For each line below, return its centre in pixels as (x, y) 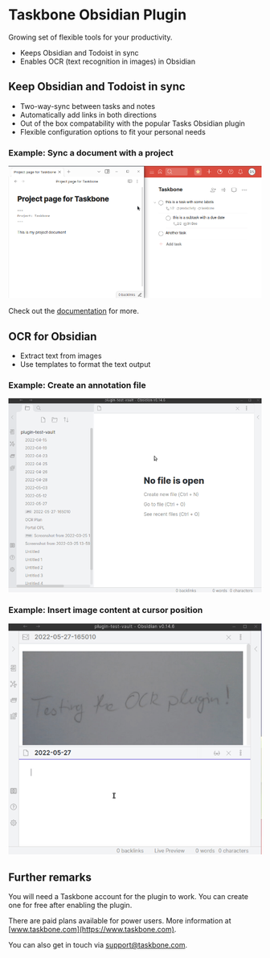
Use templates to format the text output (85, 364)
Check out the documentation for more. (74, 311)
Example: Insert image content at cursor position (106, 610)
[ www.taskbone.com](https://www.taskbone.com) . (92, 930)
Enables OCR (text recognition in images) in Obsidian (107, 61)
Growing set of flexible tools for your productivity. (90, 37)
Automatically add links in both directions (88, 115)
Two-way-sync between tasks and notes (87, 106)
